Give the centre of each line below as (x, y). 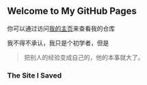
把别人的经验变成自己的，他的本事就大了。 (84, 57)
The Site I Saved (35, 75)
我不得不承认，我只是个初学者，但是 (58, 43)
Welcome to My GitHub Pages (72, 11)
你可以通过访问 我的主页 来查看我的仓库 (61, 28)
